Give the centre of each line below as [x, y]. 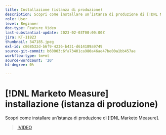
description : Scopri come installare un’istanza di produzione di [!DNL [82, 14]
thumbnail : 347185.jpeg [30, 42]
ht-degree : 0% [20, 65]
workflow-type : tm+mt [27, 56]
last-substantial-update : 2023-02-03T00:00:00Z [55, 33]
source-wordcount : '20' [30, 60]
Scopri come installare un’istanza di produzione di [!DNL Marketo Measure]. [82, 118]
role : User [16, 19]
